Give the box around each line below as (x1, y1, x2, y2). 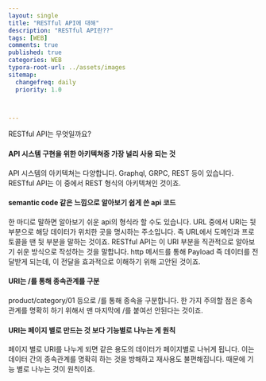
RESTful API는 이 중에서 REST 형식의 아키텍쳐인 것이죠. (8, 178, 181, 188)
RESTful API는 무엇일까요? (8, 129, 91, 139)
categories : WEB (8, 56, 62, 64)
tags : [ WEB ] (8, 33, 48, 42)
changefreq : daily (15, 78, 77, 86)
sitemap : (8, 71, 37, 79)
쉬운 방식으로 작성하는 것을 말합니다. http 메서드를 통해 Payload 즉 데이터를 (16, 247, 250, 256)
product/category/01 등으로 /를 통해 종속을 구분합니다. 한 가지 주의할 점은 (8, 295, 238, 305)
